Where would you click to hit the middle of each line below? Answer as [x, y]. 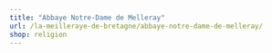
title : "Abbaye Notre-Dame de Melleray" [88, 18]
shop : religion [38, 34]
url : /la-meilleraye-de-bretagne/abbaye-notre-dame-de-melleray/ [136, 26]
